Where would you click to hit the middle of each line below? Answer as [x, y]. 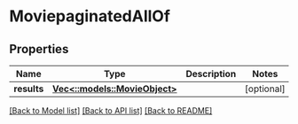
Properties [39, 49]
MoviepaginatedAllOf [90, 16]
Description [211, 74]
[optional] [265, 89]
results [29, 89]
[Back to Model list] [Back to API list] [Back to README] [111, 111]
